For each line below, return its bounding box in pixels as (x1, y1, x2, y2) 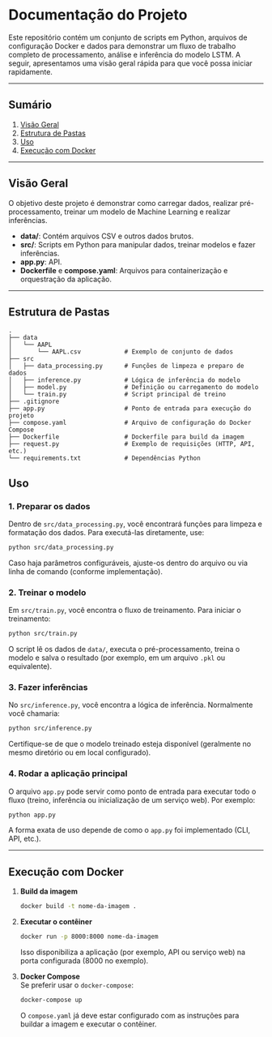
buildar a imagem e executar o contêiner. (19, 1019, 157, 1029)
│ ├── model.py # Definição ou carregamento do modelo (8, 384, 259, 392)
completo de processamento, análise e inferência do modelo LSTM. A (8, 49, 241, 59)
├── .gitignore (8, 397, 60, 406)
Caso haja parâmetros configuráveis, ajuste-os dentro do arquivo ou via (8, 558, 249, 568)
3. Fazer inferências (8, 682, 88, 693)
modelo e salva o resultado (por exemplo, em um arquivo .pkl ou (8, 653, 226, 662)
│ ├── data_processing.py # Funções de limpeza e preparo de (8, 362, 244, 371)
